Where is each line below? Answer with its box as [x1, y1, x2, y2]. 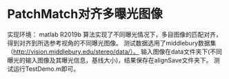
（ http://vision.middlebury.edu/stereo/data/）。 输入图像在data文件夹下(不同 [7, 47, 223, 56]
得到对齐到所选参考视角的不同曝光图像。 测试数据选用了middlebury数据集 [7, 38, 217, 47]
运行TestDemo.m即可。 [12, 65, 80, 73]
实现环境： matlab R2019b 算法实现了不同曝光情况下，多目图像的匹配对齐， [7, 30, 222, 38]
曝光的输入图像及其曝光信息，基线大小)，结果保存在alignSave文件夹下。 [7, 56, 212, 64]
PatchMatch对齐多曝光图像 [7, 6, 163, 22]
